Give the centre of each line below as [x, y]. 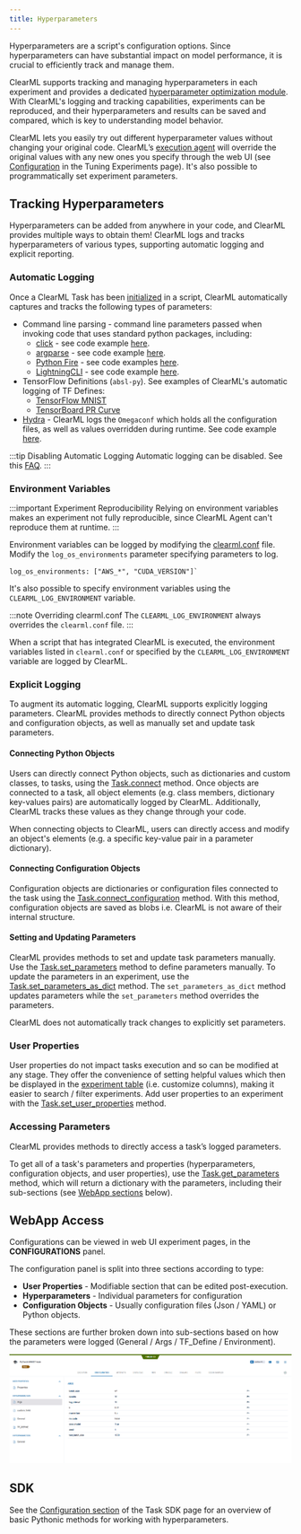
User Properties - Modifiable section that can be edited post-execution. [155, 1286]
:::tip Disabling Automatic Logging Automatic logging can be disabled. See [146, 456]
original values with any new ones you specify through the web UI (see [140, 156]
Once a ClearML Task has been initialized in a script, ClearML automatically [149, 297]
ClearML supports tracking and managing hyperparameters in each [133, 82]
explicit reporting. [42, 254]
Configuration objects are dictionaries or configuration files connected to [144, 888]
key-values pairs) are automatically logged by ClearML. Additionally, [135, 802]
